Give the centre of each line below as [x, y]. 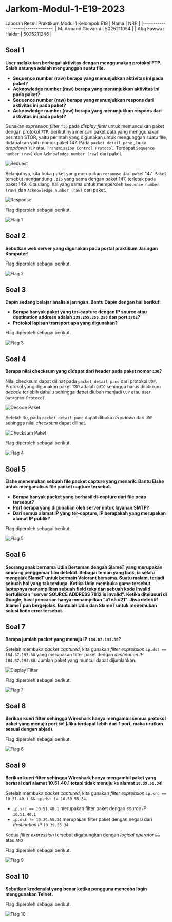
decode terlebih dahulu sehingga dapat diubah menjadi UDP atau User [78, 392]
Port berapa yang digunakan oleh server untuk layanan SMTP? [81, 507]
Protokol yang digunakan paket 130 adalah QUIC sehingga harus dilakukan [83, 387]
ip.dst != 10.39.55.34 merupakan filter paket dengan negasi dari [82, 819]
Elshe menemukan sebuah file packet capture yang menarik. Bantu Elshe [85, 481]
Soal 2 [15, 236]
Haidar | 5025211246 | [29, 34]
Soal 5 [15, 469]
